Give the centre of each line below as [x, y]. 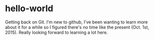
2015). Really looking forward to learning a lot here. [56, 32]
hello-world [29, 9]
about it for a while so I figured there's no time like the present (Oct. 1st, [77, 27]
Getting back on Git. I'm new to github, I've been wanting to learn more [77, 22]
